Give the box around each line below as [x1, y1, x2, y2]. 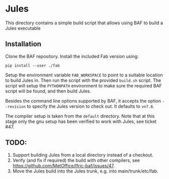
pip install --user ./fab [5, 63, 60, 68]
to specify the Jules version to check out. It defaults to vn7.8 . [27, 103, 154, 109]
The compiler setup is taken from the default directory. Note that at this [5, 113, 155, 119]
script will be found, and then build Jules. [5, 88, 92, 94]
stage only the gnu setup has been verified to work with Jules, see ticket [5, 118, 157, 124]
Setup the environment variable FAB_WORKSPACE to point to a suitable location [5, 72, 163, 78]
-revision [5, 104, 26, 109]
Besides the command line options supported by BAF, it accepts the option [5, 98, 161, 104]
